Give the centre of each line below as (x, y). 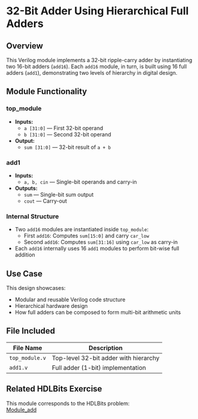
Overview (25, 46)
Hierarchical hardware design (51, 306)
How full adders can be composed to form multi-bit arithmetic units (98, 313)
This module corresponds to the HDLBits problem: (68, 403)
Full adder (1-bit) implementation (99, 368)
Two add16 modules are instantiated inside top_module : (82, 230)
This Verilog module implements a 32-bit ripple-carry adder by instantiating (99, 60)
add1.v (19, 368)
